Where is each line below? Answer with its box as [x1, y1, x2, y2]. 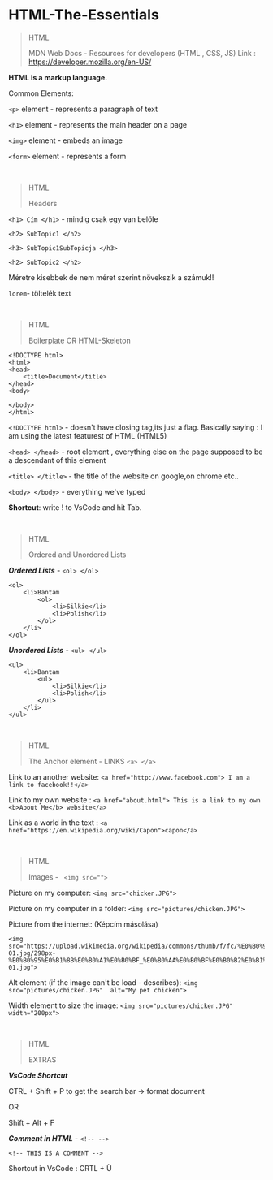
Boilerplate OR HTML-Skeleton [28, 335, 132, 345]
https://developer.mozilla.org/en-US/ [28, 57, 152, 67]
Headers [28, 198, 58, 208]
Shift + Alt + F [8, 1117, 55, 1127]
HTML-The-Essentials [8, 6, 160, 24]
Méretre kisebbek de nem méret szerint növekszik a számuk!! [8, 272, 214, 282]
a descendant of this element [8, 455, 106, 465]
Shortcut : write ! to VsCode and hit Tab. [8, 502, 142, 512]
